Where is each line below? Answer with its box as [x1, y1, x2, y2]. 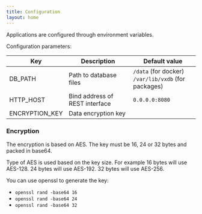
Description [81, 57, 115, 65]
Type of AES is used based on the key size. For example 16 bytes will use [6, 159, 188, 166]
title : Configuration [6, 8, 61, 15]
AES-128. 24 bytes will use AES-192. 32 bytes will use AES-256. [6, 165, 165, 172]
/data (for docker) [133, 67, 185, 75]
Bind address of [69, 91, 114, 100]
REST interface [69, 99, 111, 108]
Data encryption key [69, 109, 126, 117]
